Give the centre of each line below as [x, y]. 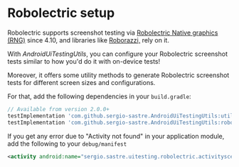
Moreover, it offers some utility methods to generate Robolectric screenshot [118, 75]
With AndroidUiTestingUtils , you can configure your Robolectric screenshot [117, 54]
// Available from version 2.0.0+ [59, 109]
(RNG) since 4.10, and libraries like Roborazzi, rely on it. [88, 40]
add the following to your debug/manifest [67, 144]
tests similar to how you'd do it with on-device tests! [84, 61]
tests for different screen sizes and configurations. [81, 82]
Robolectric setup [61, 13]
